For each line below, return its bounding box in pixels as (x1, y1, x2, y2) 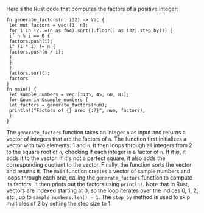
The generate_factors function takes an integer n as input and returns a (6, 129, 186, 136)
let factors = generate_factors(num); (9, 102, 108, 108)
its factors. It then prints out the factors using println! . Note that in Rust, (6, 181, 189, 187)
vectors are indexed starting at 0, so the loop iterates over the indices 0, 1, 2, (6, 187, 199, 194)
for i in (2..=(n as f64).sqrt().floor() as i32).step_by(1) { (9, 27, 173, 33)
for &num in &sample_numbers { (9, 97, 88, 103)
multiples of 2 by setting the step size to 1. (6, 200, 112, 207)
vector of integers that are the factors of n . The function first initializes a (6, 135, 187, 142)
